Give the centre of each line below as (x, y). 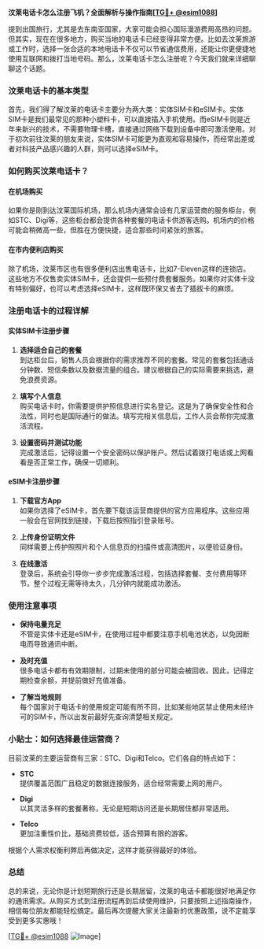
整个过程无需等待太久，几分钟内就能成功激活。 (109, 583)
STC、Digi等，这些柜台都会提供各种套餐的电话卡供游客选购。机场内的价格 (135, 221)
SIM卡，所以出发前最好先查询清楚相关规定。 (105, 717)
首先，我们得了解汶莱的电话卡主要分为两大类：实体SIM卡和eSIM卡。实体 (126, 109)
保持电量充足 (40, 625)
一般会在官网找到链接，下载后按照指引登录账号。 (99, 520)
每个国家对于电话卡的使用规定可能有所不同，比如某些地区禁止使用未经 (133, 707)
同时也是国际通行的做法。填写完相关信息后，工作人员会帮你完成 (144, 416)
